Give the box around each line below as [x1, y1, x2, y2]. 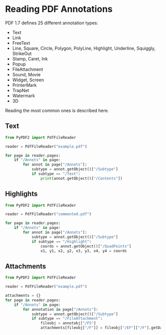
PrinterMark [12, 82, 37, 88]
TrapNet [12, 87, 30, 93]
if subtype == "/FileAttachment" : [31, 316, 103, 321]
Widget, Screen [12, 77, 44, 83]
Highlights [5, 190, 38, 198]
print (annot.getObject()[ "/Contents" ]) [40, 176, 123, 181]
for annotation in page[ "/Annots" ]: [23, 307, 98, 312]
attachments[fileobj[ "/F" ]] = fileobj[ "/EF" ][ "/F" [40, 326, 147, 331]
